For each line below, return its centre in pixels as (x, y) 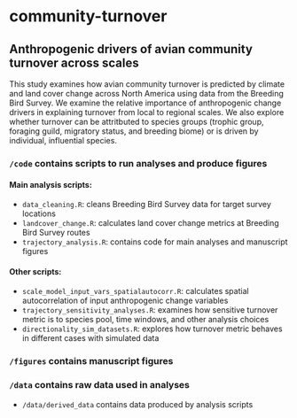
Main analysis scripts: (51, 184)
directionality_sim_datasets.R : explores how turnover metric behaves (152, 329)
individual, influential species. (63, 140)
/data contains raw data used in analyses (100, 385)
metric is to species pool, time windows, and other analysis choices (145, 320)
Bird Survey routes (56, 233)
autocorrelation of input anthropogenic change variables (125, 301)
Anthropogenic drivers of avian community (131, 49)
